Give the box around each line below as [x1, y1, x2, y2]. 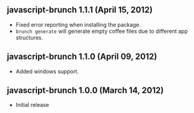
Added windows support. [15, 67, 79, 75]
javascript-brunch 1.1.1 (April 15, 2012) [7, 5, 153, 15]
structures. [15, 33, 43, 41]
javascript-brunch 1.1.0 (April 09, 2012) [7, 52, 157, 62]
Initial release [15, 101, 49, 109]
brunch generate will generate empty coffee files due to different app [15, 27, 188, 35]
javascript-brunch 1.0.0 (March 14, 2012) [7, 85, 164, 96]
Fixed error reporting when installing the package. [15, 21, 141, 28]
